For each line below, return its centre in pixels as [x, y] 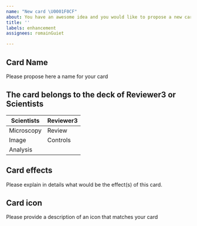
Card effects [29, 171]
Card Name [27, 62]
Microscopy [26, 130]
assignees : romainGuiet [35, 33]
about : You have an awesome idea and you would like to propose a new [94, 17]
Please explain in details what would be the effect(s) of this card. [84, 184]
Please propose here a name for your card [57, 76]
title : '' [18, 22]
